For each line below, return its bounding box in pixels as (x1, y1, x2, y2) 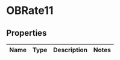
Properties (6, 28, 47, 38)
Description (53, 46, 87, 54)
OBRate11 (6, 4, 54, 18)
